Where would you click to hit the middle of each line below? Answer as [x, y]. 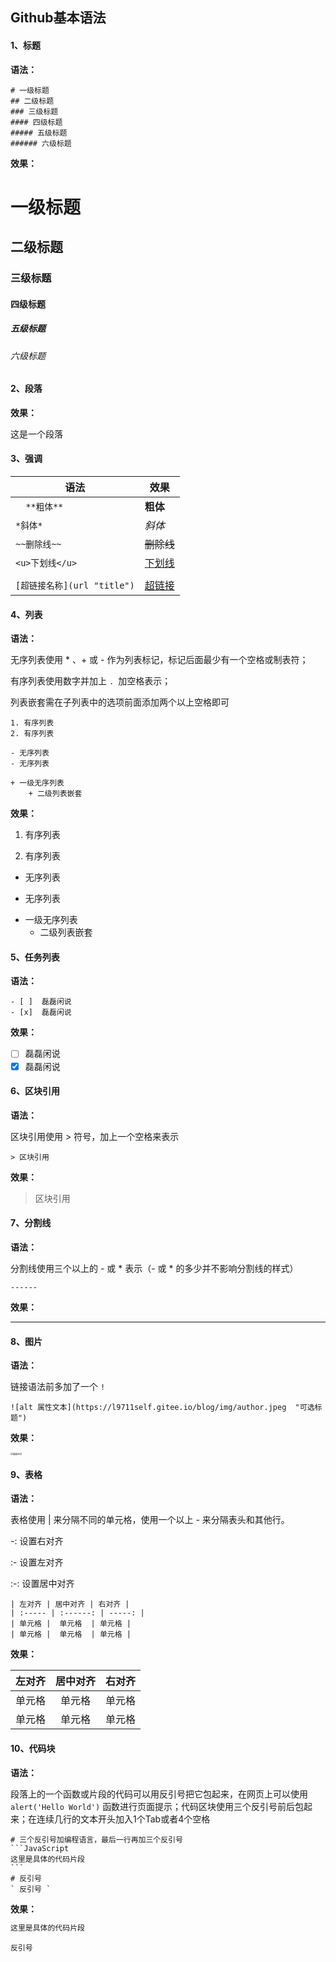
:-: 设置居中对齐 [42, 1584]
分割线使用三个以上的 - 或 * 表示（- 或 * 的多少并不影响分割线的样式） [154, 1269]
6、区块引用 [35, 1091]
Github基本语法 [58, 18]
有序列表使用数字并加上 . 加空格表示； [91, 681]
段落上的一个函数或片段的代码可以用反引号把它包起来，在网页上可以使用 [159, 1794]
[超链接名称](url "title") [75, 586]
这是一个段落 [36, 434]
